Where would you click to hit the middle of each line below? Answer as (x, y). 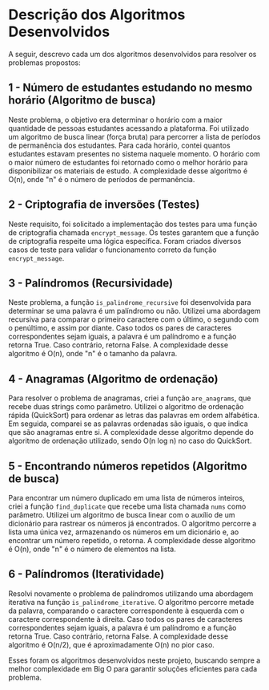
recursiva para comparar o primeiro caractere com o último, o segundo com (134, 319)
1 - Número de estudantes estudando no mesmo (130, 88)
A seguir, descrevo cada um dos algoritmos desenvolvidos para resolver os (132, 54)
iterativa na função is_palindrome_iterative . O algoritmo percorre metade (131, 602)
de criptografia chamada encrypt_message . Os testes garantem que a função (134, 232)
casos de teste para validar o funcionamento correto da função (112, 250)
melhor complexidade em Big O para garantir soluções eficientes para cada (133, 668)
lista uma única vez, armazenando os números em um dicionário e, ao (124, 532)
